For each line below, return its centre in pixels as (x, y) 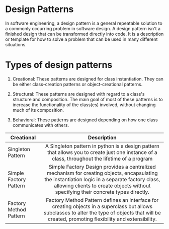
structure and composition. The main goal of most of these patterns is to (88, 99)
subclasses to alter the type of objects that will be (102, 212)
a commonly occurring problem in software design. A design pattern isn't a (83, 28)
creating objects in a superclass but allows (102, 206)
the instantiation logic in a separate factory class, (102, 179)
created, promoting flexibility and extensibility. (102, 219)
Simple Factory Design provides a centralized (102, 167)
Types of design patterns (59, 65)
